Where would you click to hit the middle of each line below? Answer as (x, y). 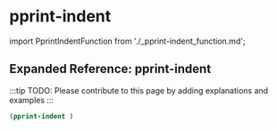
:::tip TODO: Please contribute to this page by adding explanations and (139, 90)
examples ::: (32, 100)
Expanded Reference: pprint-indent (110, 69)
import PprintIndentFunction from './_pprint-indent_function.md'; (127, 41)
